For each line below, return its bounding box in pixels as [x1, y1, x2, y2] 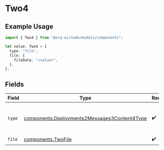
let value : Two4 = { [5, 44, 47, 49]
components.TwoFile [23, 136, 72, 143]
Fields [5, 80, 24, 88]
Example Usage [5, 22, 54, 31]
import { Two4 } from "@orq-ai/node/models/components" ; [5, 35, 123, 40]
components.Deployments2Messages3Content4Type [23, 115, 147, 122]
